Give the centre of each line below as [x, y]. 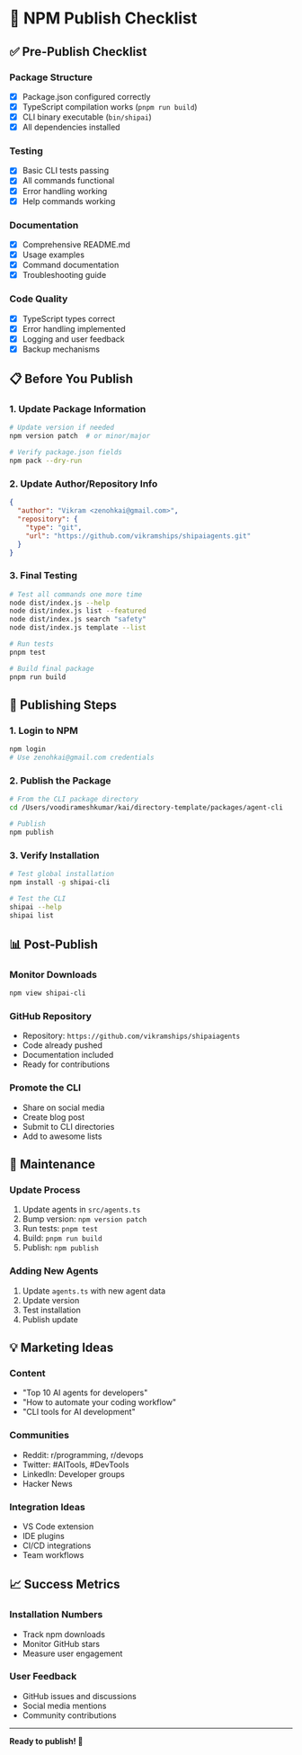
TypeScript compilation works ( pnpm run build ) [110, 106]
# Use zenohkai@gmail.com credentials [82, 758]
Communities [40, 1436]
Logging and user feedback [74, 339]
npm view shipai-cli [48, 993]
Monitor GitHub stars [61, 1643]
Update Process [45, 1189]
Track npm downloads [64, 1634]
